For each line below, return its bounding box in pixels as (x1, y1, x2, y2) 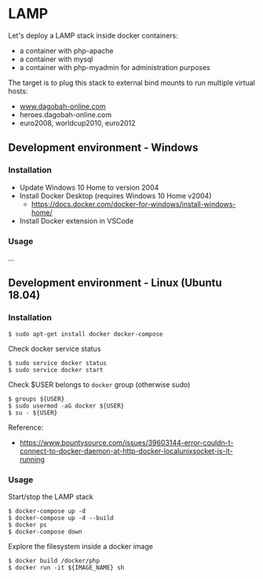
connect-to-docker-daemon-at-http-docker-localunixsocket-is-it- (19, 446, 233, 455)
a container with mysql (19, 54, 93, 64)
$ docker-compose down (8, 528, 82, 536)
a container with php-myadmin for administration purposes (19, 62, 210, 72)
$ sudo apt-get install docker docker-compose (8, 330, 163, 338)
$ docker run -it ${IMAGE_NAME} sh (8, 563, 125, 571)
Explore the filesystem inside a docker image (8, 541, 153, 551)
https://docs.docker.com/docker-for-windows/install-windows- (31, 199, 236, 208)
